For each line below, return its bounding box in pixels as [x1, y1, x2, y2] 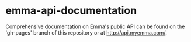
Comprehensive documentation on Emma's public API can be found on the [5, 23, 185, 30]
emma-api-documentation [5, 4, 137, 17]
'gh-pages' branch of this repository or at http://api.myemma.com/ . [5, 29, 167, 36]
